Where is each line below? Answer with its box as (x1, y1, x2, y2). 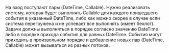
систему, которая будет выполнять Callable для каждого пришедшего (5, 10, 158, 16)
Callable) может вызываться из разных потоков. (5, 42, 110, 48)
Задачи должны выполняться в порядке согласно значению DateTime (5, 26, 158, 32)
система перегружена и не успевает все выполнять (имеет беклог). (5, 20, 155, 26)
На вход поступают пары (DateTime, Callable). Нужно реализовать (5, 5, 151, 10)
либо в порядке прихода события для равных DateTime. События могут (5, 32, 162, 37)
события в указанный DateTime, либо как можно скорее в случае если (5, 15, 160, 21)
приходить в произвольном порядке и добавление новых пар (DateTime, (5, 37, 164, 43)
